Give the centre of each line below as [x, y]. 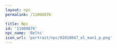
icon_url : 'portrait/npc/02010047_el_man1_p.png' [59, 38]
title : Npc [17, 24]
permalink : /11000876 [28, 15]
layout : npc [18, 10]
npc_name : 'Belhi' [25, 33]
